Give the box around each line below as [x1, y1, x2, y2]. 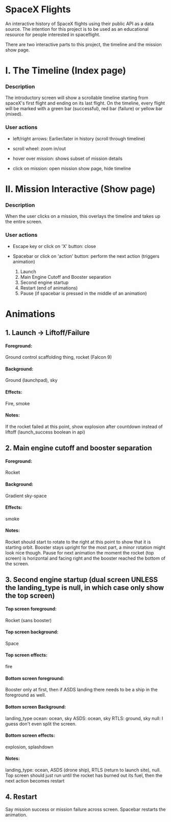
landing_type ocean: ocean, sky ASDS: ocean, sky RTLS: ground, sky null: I [5, 715, 163, 721]
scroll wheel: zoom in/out [12, 145, 66, 152]
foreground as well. [5, 692, 46, 698]
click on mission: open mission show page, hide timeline [12, 165, 131, 171]
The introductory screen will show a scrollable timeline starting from [5, 95, 149, 101]
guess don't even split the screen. [5, 721, 77, 727]
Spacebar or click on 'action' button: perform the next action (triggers [12, 253, 160, 259]
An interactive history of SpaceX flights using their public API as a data [5, 20, 154, 27]
